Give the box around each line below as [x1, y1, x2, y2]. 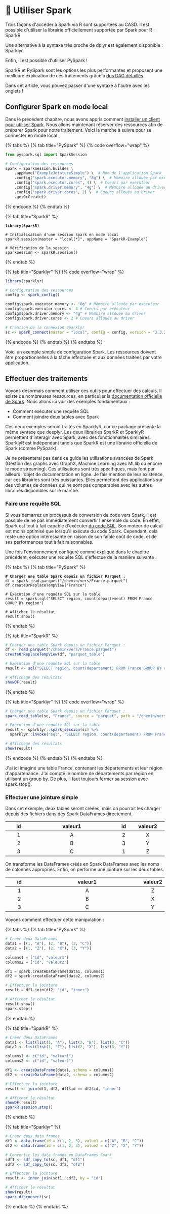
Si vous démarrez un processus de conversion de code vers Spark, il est [5, 512, 157, 518]
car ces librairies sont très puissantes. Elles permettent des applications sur [5, 477, 163, 483]
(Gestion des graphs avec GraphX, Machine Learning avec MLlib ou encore [5, 460, 162, 467]
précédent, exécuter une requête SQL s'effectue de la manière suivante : [5, 554, 157, 560]
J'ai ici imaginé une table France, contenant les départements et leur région [5, 765, 163, 771]
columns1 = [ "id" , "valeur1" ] [5, 955, 69, 960]
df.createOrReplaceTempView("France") [5, 582, 87, 588]
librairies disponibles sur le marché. [5, 488, 79, 494]
